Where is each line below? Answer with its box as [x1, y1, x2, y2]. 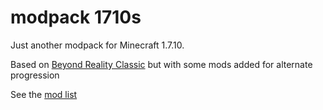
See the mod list [10, 88, 78, 100]
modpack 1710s [10, 6, 142, 29]
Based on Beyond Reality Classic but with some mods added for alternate [10, 58, 313, 70]
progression [10, 69, 60, 81]
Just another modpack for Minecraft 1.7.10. [10, 39, 185, 51]
